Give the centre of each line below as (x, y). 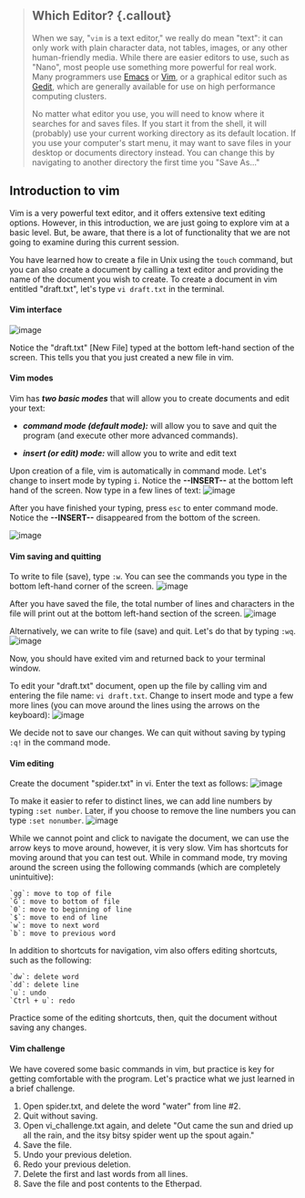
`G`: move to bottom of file (65, 902)
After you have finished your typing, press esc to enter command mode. (144, 508)
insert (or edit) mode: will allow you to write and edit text (129, 453)
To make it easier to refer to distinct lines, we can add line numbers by (141, 801)
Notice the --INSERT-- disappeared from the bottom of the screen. (135, 518)
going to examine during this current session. (94, 242)
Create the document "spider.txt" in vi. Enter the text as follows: (129, 784)
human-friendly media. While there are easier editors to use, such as (160, 57)
